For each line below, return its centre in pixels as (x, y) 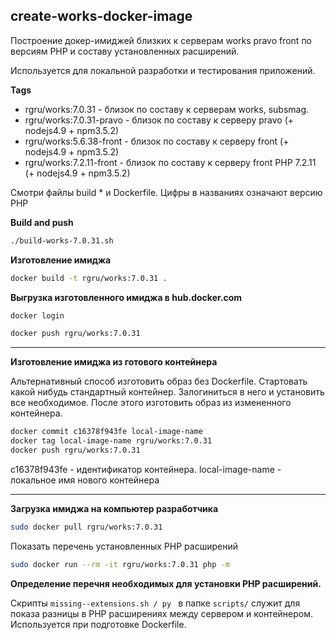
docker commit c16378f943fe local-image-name (106, 432)
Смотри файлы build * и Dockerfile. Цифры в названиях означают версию (166, 192)
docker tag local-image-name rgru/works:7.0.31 (111, 441)
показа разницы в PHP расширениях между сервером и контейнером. (162, 613)
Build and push (42, 222)
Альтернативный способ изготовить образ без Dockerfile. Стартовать (159, 381)
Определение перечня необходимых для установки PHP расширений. (166, 583)
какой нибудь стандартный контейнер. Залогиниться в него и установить (167, 392)
